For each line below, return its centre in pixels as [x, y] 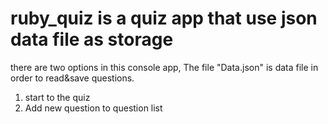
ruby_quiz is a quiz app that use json [164, 18]
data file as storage [92, 39]
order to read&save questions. [72, 78]
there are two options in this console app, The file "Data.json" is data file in [164, 67]
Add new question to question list [93, 108]
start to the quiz [57, 97]
